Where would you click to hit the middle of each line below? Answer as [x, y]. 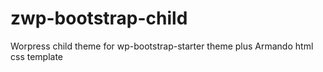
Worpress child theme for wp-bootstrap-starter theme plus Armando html [162, 46]
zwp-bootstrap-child [99, 18]
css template [37, 56]
